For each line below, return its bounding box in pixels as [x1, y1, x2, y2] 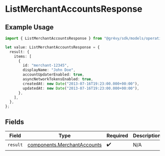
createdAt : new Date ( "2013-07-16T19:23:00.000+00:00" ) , [23, 81, 139, 86]
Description [133, 132, 161, 139]
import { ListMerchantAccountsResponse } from [5, 36, 102, 41]
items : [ [14, 54, 32, 59]
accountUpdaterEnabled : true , [23, 72, 84, 77]
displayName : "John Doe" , [23, 68, 76, 73]
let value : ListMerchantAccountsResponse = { [5, 45, 100, 50]
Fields [5, 118, 25, 126]
